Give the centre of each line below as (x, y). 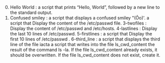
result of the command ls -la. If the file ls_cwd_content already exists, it (84, 50)
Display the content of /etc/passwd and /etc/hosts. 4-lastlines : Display (84, 28)
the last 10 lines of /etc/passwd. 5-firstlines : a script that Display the (81, 34)
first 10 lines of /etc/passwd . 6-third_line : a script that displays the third (85, 39)
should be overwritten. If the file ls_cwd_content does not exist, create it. (85, 55)
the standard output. (31, 12)
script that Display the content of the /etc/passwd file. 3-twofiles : (78, 23)
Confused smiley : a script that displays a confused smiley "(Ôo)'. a (79, 18)
